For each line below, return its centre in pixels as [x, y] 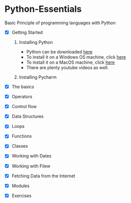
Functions [22, 136]
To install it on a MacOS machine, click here [70, 62]
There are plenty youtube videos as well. [67, 67]
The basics [23, 87]
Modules [21, 186]
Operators [22, 97]
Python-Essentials [43, 9]
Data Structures [27, 117]
